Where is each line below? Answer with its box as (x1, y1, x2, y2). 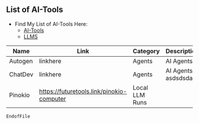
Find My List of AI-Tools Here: (14, 20, 88, 27)
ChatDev (9, 70, 34, 79)
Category (133, 47, 160, 55)
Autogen (9, 57, 33, 65)
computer (38, 94, 66, 103)
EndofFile (6, 113, 31, 119)
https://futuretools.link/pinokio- (38, 87, 127, 95)
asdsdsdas (165, 74, 196, 82)
